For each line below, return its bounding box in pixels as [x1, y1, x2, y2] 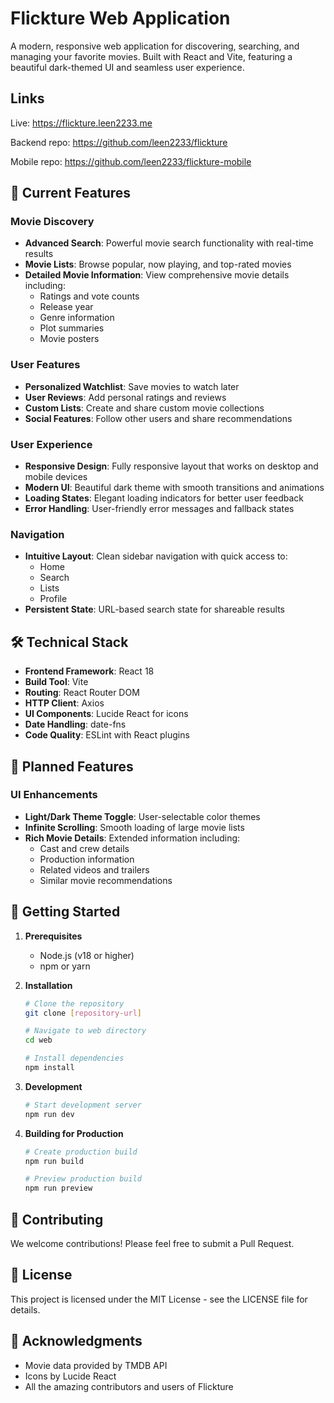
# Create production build [24, 1147, 138, 1157]
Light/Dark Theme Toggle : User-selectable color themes [24, 810, 261, 822]
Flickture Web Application [10, 7, 231, 30]
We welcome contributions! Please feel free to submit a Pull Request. [10, 1237, 295, 1249]
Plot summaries [39, 322, 105, 334]
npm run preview [24, 1183, 93, 1194]
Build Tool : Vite [24, 676, 89, 688]
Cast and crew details [39, 842, 130, 854]
